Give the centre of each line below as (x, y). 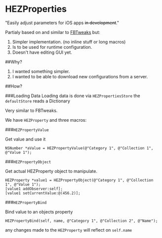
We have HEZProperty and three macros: (46, 120)
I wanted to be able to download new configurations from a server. (80, 76)
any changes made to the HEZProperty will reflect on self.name (69, 230)
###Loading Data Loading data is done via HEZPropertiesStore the (73, 96)
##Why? (14, 62)
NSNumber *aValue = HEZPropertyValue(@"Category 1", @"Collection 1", (79, 148)
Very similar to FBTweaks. (31, 110)
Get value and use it (25, 139)
